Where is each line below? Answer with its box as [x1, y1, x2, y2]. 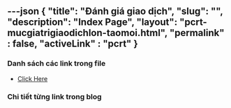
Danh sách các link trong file [7, 59, 106, 69]
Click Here [17, 74, 48, 82]
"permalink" [169, 27, 225, 39]
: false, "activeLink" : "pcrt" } [7, 38, 138, 50]
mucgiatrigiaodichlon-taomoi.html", [7, 27, 167, 39]
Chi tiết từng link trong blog [7, 91, 103, 101]
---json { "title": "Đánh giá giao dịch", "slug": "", [7, 6, 223, 17]
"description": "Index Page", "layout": [7, 17, 178, 28]
